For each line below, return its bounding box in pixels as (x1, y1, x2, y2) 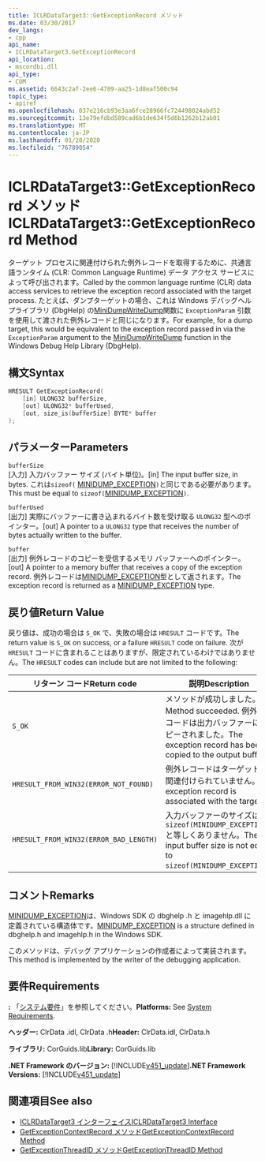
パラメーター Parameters (8, 440, 129, 454)
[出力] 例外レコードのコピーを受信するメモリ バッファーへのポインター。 (8, 554, 245, 563)
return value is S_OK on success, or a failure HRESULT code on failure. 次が (8, 638, 244, 648)
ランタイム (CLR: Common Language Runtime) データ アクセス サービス (14, 267, 248, 277)
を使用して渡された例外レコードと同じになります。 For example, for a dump (8, 316, 253, 325)
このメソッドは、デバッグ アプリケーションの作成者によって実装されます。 (8, 946, 251, 955)
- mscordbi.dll (8, 63, 58, 71)
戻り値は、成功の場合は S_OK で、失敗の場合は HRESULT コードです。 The (8, 628, 240, 637)
